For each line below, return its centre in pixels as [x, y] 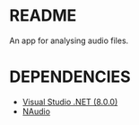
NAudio [36, 111]
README [43, 16]
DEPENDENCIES [70, 77]
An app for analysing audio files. [69, 40]
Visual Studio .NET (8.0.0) [70, 102]
